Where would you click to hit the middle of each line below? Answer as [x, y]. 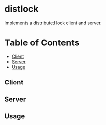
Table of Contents [42, 43]
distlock [22, 9]
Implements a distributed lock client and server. [53, 23]
